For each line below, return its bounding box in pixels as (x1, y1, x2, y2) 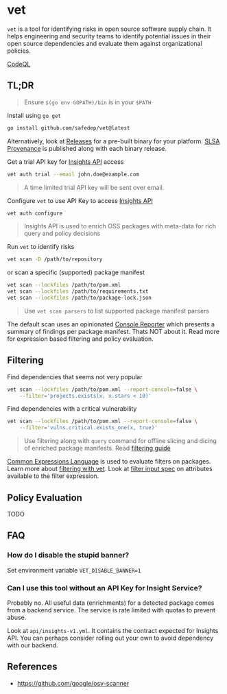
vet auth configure (7, 210, 63, 217)
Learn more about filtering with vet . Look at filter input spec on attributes (7, 465, 213, 473)
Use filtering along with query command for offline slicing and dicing (23, 437, 217, 445)
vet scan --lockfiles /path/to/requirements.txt (7, 288, 149, 295)
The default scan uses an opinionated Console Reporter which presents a (7, 320, 215, 328)
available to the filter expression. (7, 472, 99, 480)
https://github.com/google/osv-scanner (16, 679, 130, 687)
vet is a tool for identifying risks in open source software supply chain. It (7, 25, 211, 33)
